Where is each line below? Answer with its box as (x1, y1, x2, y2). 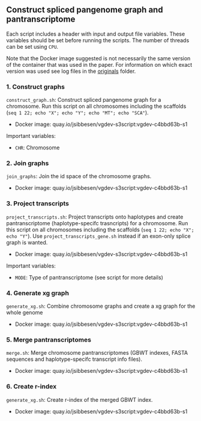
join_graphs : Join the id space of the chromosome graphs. (6, 173, 152, 180)
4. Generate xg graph (6, 288, 69, 297)
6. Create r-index (6, 382, 57, 391)
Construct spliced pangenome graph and (6, 5, 163, 15)
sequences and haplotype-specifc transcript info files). (6, 355, 143, 363)
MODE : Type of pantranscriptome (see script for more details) (14, 273, 164, 281)
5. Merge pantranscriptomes (6, 335, 92, 344)
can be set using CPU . (6, 43, 59, 50)
